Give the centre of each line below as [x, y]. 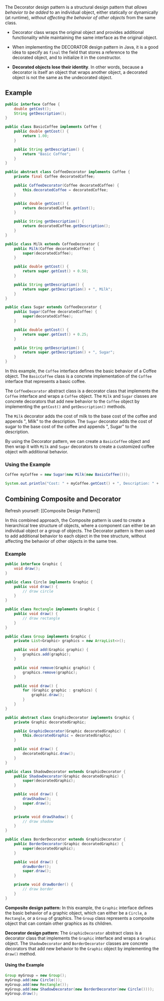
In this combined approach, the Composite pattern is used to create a [75, 520]
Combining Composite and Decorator [63, 499]
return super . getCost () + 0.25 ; [56, 334]
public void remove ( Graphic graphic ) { [55, 668]
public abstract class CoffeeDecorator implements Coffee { [68, 172]
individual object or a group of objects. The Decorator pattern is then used [80, 530]
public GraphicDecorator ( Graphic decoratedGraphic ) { [70, 731]
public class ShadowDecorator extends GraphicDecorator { [65, 771]
